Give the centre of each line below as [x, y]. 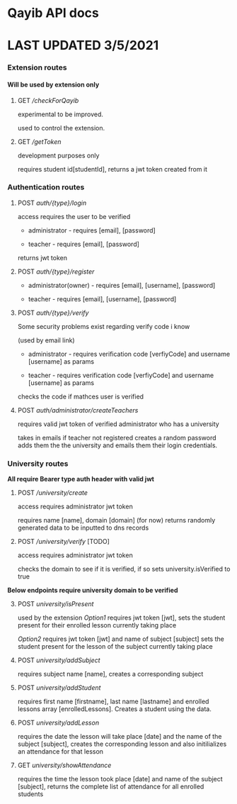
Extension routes [37, 67]
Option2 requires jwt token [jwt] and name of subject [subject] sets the [121, 639]
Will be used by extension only [53, 84]
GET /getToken [39, 141]
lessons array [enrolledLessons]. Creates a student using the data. [115, 709]
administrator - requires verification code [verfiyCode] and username [129, 354]
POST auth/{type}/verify [53, 313]
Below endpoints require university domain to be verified [93, 591]
